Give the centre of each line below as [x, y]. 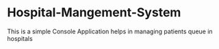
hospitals [20, 38]
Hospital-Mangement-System [94, 13]
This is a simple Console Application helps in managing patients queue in [110, 31]
